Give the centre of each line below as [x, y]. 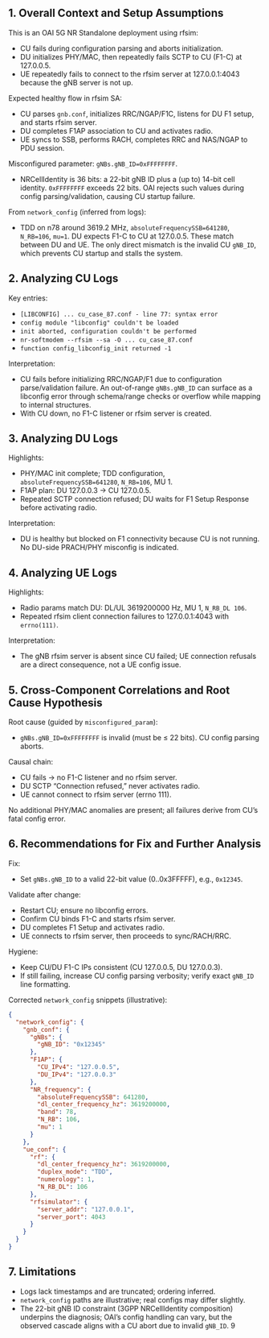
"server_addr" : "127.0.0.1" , [86, 1209]
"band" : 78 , [57, 1112]
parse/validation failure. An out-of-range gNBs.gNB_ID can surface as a [136, 387]
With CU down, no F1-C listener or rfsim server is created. [116, 413]
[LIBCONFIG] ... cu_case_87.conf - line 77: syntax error [119, 314]
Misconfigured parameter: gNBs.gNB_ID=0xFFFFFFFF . [93, 164]
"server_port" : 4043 [71, 1217]
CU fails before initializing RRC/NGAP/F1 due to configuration [121, 379]
